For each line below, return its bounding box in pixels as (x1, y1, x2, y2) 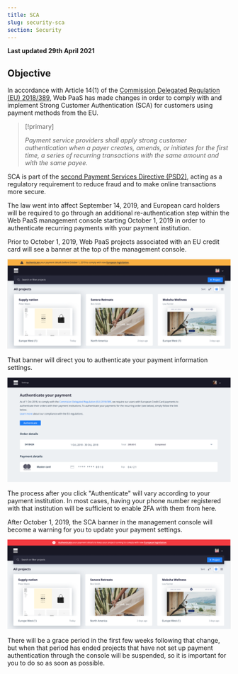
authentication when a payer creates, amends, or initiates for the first (24, 144, 229, 152)
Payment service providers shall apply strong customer (24, 136, 187, 145)
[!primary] (24, 123, 55, 131)
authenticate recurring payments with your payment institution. (7, 224, 191, 232)
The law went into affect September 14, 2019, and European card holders (7, 201, 220, 210)
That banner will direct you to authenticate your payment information (7, 355, 208, 364)
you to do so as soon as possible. (7, 659, 105, 668)
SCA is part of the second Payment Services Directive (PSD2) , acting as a (7, 172, 222, 181)
